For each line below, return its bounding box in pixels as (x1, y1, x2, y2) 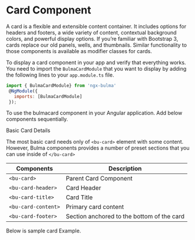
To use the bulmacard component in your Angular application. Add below (6, 109, 183, 117)
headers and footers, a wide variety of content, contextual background (6, 29, 177, 36)
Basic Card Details (6, 127, 51, 134)
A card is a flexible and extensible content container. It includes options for (6, 23, 186, 30)
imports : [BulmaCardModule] (13, 93, 83, 99)
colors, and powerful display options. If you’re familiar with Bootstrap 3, (6, 35, 179, 42)
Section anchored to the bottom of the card (66, 213, 185, 221)
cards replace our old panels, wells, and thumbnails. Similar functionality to (6, 41, 187, 48)
